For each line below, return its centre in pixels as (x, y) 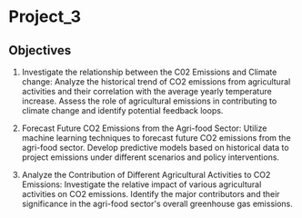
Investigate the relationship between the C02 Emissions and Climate (149, 72)
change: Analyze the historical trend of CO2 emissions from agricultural (156, 82)
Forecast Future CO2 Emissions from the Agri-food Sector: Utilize (144, 128)
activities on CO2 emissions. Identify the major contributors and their (151, 194)
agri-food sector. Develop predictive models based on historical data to (155, 148)
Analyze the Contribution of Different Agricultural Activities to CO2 (146, 175)
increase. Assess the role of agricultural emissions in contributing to (149, 101)
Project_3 (45, 17)
